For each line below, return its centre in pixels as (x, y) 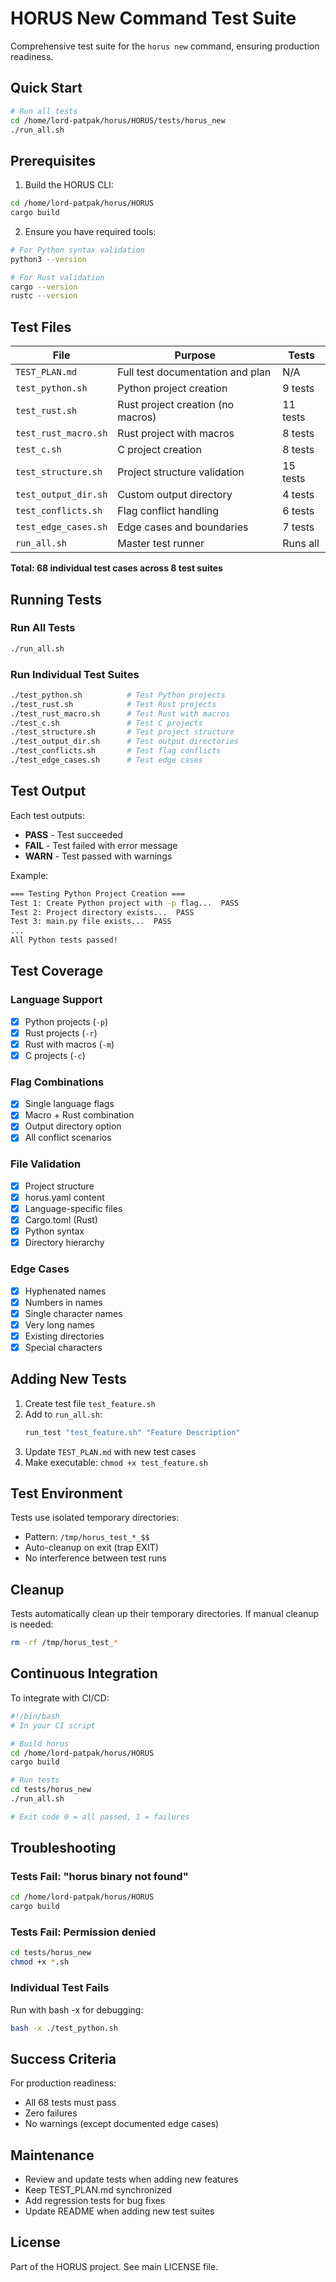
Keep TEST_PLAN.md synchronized (98, 2190)
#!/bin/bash (35, 1716)
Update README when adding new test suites (119, 2211)
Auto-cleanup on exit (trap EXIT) (91, 1548)
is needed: (32, 1624)
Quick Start (46, 88)
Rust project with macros (176, 434)
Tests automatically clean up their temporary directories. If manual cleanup (165, 1614)
